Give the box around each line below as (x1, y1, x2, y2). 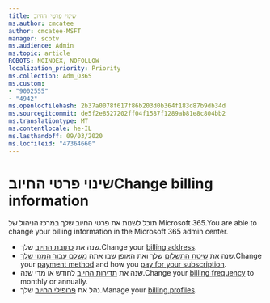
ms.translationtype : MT (8, 117, 89, 125)
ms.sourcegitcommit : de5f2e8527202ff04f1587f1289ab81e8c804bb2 (8, 110, 226, 118)
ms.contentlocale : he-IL (8, 124, 92, 133)
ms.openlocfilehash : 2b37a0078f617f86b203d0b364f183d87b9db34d (8, 102, 226, 110)
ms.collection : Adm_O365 (8, 72, 92, 80)
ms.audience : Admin (8, 42, 74, 50)
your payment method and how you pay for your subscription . (19, 259, 227, 269)
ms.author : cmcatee (8, 19, 74, 27)
